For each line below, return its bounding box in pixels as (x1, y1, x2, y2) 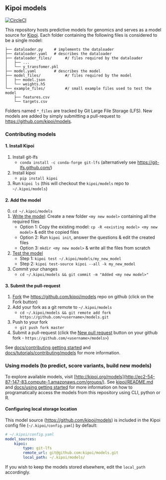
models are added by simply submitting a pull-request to (5, 113, 120, 119)
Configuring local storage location (5, 406, 77, 412)
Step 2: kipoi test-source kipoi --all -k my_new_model (19, 261, 136, 267)
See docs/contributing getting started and (5, 344, 91, 350)
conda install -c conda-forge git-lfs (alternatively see (19, 159, 136, 165)
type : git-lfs (23, 446, 52, 451)
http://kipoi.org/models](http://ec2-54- (75, 373, 155, 379)
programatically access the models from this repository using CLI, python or (5, 389, 161, 395)
